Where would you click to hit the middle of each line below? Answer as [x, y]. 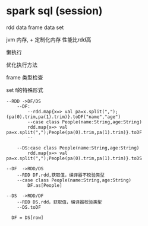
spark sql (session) [54, 11]
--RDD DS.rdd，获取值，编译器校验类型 [59, 202]
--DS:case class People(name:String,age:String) [78, 148]
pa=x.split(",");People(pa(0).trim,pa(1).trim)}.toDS [74, 158]
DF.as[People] [45, 185]
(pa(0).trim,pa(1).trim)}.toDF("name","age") [63, 117]
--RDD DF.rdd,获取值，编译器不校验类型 [61, 175]
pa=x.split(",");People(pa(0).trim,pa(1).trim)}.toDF [74, 132]
